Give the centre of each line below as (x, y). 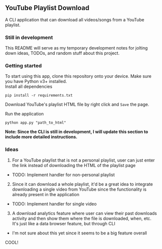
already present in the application (45, 194)
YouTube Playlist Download (47, 8)
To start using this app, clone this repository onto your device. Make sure (78, 76)
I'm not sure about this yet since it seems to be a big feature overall (80, 233)
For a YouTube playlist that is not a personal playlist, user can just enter (83, 160)
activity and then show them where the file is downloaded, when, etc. (82, 218)
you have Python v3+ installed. (36, 82)
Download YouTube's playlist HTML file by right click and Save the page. (77, 104)
